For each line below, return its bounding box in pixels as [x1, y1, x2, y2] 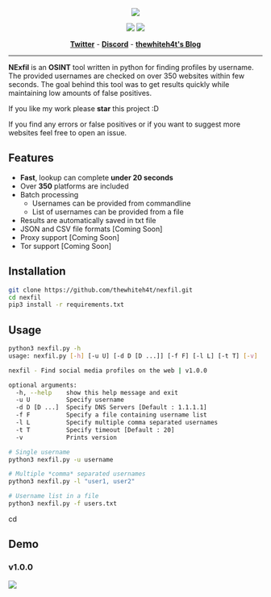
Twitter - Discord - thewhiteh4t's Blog [69, 39, 202, 48]
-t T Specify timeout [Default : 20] [15, 425, 175, 434]
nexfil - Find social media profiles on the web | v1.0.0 [8, 367, 207, 375]
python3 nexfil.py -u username [8, 455, 114, 463]
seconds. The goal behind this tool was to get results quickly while [8, 80, 230, 89]
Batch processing [19, 189, 79, 199]
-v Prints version [15, 433, 117, 442]
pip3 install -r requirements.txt [8, 301, 125, 309]
